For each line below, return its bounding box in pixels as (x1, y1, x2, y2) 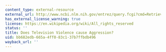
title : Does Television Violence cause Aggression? (5, 30, 114, 35)
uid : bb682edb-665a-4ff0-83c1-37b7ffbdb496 (5, 35, 96, 40)
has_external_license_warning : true (5, 16, 81, 21)
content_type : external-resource (5, 7, 74, 12)
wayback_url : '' (5, 40, 39, 45)
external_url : (5, 12, 35, 17)
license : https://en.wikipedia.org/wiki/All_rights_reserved (5, 21, 134, 26)
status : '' (5, 26, 28, 31)
